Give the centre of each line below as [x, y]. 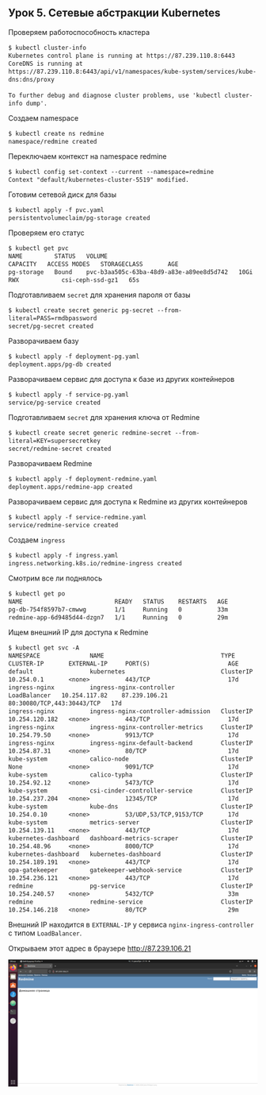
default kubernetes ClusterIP [131, 671]
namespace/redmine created [53, 141]
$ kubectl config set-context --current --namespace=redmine [111, 172]
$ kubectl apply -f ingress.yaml [63, 555]
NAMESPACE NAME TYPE [122, 655]
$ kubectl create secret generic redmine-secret [90, 433]
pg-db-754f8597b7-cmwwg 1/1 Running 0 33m [118, 609]
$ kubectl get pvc [38, 248]
